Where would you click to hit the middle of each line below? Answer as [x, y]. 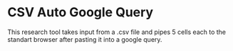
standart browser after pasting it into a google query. [85, 39]
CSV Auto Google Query [81, 12]
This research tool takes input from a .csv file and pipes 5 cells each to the [117, 32]
